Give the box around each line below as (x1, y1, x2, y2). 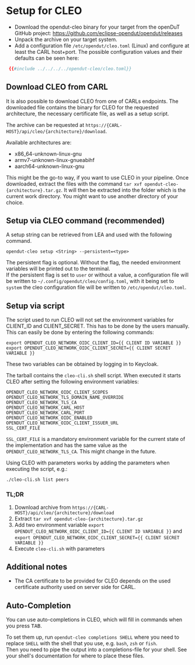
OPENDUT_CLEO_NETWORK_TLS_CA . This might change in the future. (6, 448, 156, 455)
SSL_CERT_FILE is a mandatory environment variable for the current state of (6, 436, 186, 443)
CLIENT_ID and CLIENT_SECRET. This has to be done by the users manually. (6, 323, 190, 330)
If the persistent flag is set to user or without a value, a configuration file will (6, 271, 189, 278)
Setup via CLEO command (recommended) (6, 216, 165, 226)
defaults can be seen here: (14, 54, 79, 61)
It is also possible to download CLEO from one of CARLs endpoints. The (6, 98, 179, 105)
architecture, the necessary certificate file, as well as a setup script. (6, 110, 169, 117)
